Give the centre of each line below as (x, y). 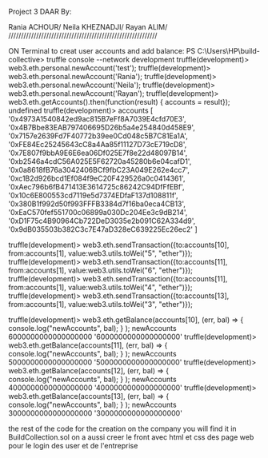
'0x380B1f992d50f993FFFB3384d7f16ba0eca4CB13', (97, 204)
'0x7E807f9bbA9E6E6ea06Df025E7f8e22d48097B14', (98, 153)
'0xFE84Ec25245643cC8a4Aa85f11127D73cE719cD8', (98, 144)
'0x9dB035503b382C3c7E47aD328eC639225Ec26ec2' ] (103, 229)
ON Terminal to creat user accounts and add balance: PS (102, 51)
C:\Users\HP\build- (228, 51)
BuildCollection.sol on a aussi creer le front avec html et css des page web (131, 437)
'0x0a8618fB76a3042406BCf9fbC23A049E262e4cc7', (99, 170)
